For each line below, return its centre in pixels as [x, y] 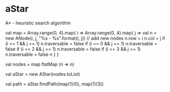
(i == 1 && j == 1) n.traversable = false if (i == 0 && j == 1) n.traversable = [81, 43]
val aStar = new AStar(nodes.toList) [43, 74]
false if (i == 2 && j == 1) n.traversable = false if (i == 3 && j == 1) [73, 49]
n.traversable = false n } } [32, 54]
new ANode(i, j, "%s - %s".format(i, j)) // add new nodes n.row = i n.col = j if [85, 38]
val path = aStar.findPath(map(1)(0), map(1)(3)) [54, 84]
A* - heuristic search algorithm [38, 23]
